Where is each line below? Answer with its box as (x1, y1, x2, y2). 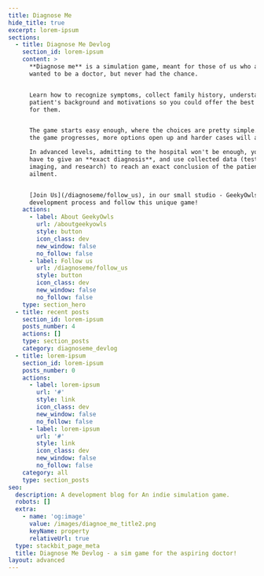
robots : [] (15, 498, 51, 506)
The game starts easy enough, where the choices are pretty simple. (28, 127, 258, 134)
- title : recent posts (15, 308, 90, 316)
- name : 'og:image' (22, 512, 86, 521)
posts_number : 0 (22, 366, 76, 374)
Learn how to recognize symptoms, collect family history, (28, 91, 226, 99)
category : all (22, 468, 68, 476)
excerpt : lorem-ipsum (8, 26, 79, 34)
